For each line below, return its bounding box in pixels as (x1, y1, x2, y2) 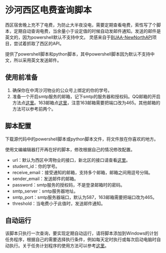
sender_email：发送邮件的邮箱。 (12, 176, 79, 182)
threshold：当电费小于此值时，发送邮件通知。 (12, 200, 105, 206)
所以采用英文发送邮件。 (13, 57, 62, 63)
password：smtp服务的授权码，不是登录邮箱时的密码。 (12, 182, 125, 188)
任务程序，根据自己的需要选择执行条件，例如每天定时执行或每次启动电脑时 (5, 237, 157, 243)
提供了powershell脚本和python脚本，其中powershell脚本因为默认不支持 (5, 51, 151, 57)
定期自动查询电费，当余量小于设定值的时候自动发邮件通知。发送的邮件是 (13, 28, 161, 34)
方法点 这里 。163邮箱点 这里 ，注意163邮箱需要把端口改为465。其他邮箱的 (12, 100, 161, 106)
